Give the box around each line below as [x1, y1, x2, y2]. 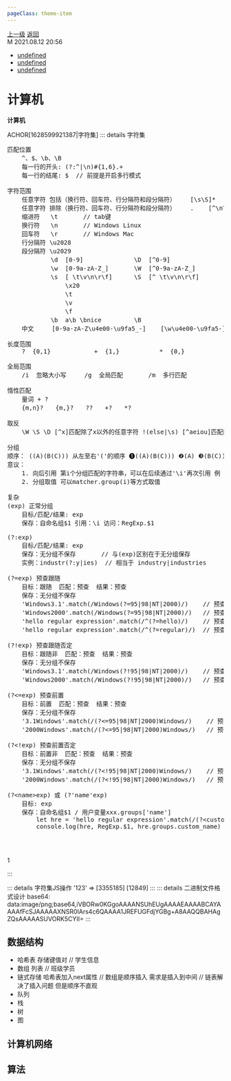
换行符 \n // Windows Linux [21, 221, 142, 229]
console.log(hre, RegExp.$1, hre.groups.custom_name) [36, 822, 221, 830]
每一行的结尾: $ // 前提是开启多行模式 [21, 171, 142, 179]
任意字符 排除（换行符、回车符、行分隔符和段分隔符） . [21, 204, 195, 212]
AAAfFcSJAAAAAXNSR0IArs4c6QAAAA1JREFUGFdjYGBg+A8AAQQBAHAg [7, 907, 221, 916]
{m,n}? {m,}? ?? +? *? [21, 403, 132, 412]
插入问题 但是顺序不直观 [29, 982, 98, 990]
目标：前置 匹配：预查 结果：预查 [21, 700, 127, 708]
